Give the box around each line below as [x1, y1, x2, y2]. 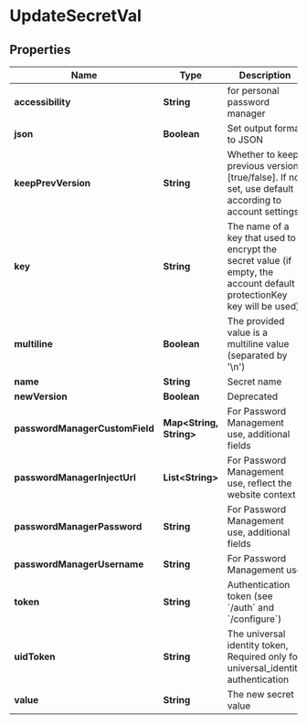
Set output [227, 122, 272, 134]
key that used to [227, 232, 297, 244]
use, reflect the [227, 477, 292, 489]
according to [227, 194, 281, 206]
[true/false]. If [227, 171, 287, 184]
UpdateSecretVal [9, 5, 142, 26]
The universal [227, 627, 286, 640]
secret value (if [227, 255, 292, 267]
